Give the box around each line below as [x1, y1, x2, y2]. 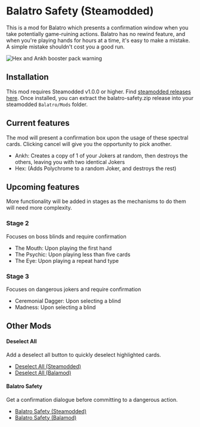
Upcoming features [6, 181, 79, 192]
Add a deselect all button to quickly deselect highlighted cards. [6, 351, 161, 358]
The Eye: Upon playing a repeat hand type [14, 257, 119, 264]
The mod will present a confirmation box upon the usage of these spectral [6, 134, 189, 141]
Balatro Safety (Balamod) [14, 414, 77, 421]
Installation [6, 72, 49, 82]
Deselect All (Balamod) [14, 369, 72, 376]
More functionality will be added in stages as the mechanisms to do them [6, 198, 186, 205]
